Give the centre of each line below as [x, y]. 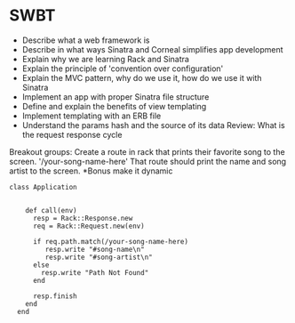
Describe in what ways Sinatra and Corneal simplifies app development [152, 49]
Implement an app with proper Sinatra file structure [116, 97]
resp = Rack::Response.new [83, 218]
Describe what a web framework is [86, 40]
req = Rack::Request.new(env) [88, 226]
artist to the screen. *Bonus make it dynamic [91, 171]
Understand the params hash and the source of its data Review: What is [154, 125]
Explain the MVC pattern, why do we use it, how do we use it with [142, 77]
